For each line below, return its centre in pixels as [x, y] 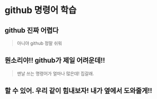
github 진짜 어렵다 [32, 30]
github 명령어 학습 [41, 10]
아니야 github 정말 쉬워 [39, 43]
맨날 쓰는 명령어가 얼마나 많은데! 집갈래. [55, 73]
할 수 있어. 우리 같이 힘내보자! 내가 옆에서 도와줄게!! [78, 91]
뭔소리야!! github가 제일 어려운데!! [55, 60]
